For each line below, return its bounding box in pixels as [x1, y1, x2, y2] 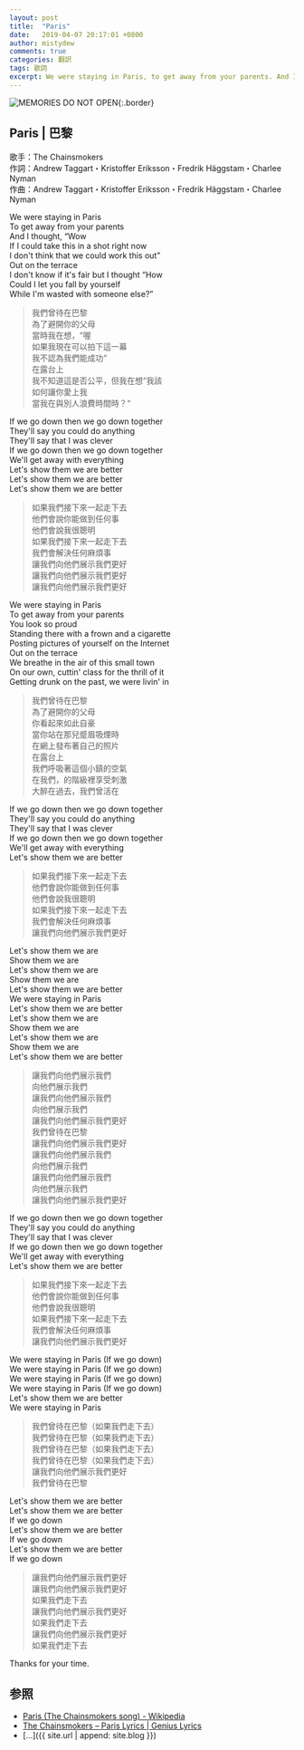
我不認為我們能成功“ [31, 352, 107, 363]
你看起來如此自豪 [31, 717, 96, 728]
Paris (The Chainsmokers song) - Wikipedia [22, 1711, 185, 1722]
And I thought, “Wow [9, 230, 87, 241]
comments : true [9, 47, 67, 56]
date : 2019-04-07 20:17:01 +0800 [9, 30, 144, 39]
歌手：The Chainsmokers [9, 151, 104, 162]
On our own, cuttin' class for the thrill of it [9, 667, 165, 678]
